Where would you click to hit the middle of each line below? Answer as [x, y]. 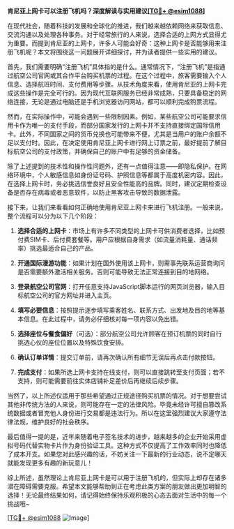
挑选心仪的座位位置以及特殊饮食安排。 [72, 342]
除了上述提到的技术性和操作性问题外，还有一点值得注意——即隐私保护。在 [114, 166]
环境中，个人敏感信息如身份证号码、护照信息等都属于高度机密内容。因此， [120, 175]
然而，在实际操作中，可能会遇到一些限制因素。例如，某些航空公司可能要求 [114, 117]
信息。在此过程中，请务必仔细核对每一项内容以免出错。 [103, 319]
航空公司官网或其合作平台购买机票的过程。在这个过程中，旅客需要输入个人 [120, 75]
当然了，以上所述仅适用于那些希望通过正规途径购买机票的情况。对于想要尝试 [117, 396]
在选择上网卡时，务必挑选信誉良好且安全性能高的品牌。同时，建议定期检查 [114, 184]
